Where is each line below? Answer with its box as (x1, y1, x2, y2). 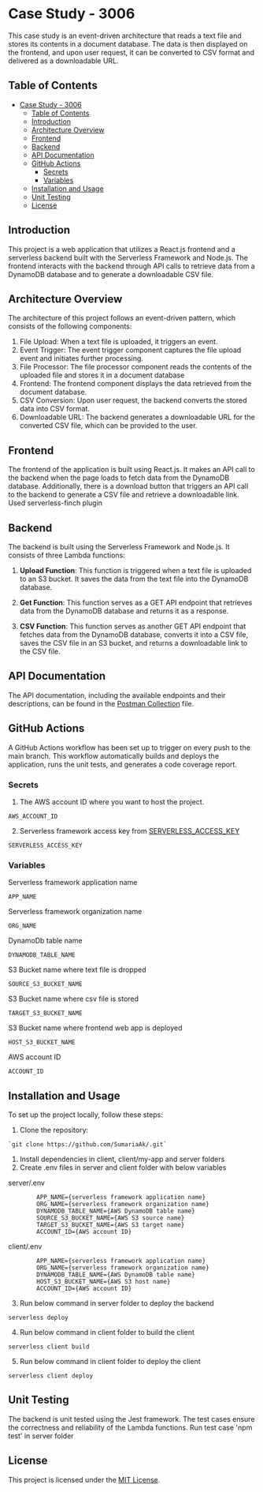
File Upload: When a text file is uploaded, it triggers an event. (19, 337, 218, 347)
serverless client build (8, 1343, 90, 1351)
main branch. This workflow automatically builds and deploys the (8, 751, 219, 760)
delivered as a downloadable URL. (8, 56, 120, 66)
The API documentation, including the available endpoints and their (8, 690, 226, 699)
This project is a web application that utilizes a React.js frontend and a (8, 244, 236, 253)
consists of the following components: (8, 321, 132, 332)
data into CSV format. (19, 404, 91, 414)
